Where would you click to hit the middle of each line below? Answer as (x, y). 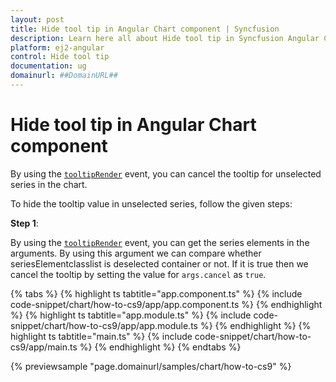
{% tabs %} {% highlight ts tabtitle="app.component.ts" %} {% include (156, 293)
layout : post (37, 19)
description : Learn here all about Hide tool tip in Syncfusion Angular (165, 38)
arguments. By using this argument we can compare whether (136, 253)
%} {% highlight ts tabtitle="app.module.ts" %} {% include (131, 315)
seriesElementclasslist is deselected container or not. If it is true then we (159, 263)
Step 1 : (24, 223)
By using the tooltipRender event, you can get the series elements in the (160, 242)
